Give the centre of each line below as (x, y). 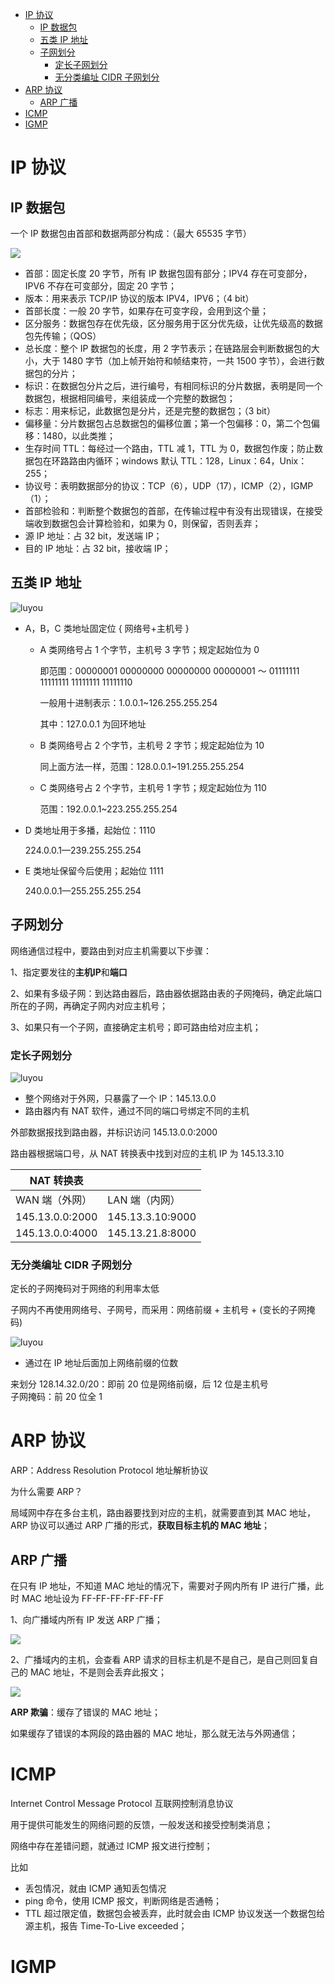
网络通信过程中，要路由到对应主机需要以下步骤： (111, 950)
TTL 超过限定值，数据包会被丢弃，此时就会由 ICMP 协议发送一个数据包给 (175, 1913)
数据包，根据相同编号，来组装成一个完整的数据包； (130, 398)
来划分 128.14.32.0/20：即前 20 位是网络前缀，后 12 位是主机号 (139, 1384)
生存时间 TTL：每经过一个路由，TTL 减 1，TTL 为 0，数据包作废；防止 (169, 448)
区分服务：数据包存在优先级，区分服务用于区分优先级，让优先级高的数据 (173, 323)
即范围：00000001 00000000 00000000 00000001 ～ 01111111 (169, 670)
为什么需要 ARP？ (46, 1492)
